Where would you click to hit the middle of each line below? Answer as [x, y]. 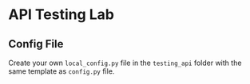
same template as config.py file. [62, 71]
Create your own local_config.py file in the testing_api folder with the [125, 63]
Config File [36, 44]
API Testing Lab [61, 15]
